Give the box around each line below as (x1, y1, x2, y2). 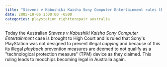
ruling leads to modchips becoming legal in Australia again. (5, 57, 126, 63)
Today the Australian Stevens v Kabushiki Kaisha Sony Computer (5, 30, 138, 36)
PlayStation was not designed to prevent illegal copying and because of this (5, 41, 161, 47)
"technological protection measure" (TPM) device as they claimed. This (5, 51, 152, 57)
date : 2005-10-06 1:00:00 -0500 (5, 12, 72, 17)
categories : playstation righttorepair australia (5, 16, 110, 21)
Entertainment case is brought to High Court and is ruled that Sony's (5, 35, 145, 41)
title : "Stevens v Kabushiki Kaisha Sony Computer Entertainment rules (5, 7, 157, 12)
